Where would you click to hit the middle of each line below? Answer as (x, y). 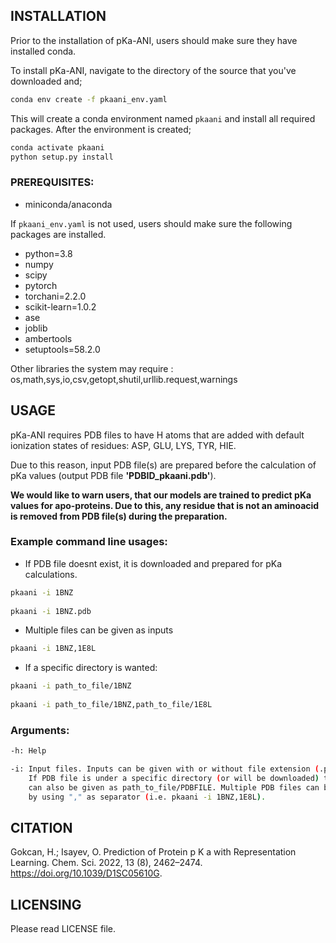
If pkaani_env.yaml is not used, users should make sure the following (151, 223)
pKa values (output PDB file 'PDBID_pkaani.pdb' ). (113, 475)
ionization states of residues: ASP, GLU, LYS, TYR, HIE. (123, 445)
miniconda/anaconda (68, 204)
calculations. (51, 574)
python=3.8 (48, 253)
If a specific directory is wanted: (91, 668)
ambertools (48, 338)
